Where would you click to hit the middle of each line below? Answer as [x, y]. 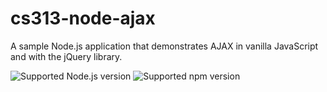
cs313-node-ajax [83, 18]
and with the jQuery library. [66, 56]
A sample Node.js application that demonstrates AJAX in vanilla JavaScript [164, 46]
